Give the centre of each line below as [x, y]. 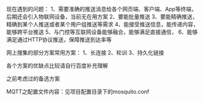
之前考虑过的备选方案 [33, 79]
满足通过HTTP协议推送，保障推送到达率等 [59, 39]
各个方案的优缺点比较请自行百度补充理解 [57, 65]
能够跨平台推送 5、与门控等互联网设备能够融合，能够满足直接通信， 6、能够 [102, 32]
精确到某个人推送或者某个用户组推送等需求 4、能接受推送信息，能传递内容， [102, 24]
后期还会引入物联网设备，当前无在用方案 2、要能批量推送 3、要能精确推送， [102, 17]
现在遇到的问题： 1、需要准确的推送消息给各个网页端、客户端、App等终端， [102, 9]
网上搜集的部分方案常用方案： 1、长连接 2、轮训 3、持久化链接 [85, 53]
